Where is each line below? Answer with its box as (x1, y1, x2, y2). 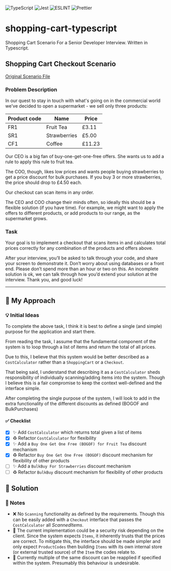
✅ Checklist (5, 418, 31, 424)
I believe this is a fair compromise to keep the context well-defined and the (5, 380, 162, 386)
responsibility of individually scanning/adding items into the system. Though (5, 375, 165, 381)
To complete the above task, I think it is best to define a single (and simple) (5, 323, 162, 329)
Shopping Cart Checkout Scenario (5, 60, 116, 68)
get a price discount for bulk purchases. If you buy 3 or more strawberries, (5, 174, 162, 180)
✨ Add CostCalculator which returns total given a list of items (12, 429, 142, 435)
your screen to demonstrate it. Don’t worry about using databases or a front (5, 261, 164, 267)
